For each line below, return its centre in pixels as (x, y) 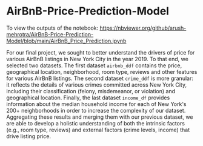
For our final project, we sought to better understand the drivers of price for (101, 52)
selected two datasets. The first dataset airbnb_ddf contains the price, (94, 65)
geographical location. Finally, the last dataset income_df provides (88, 98)
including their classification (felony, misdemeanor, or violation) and (91, 91)
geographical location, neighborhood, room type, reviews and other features (102, 71)
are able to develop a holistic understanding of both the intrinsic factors (95, 123)
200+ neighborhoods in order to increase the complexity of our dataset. (96, 110)
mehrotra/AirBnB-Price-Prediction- (50, 34)
